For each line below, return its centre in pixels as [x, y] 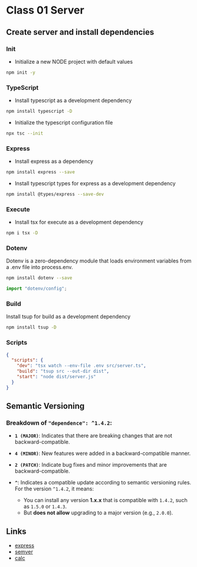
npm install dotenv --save [39, 278]
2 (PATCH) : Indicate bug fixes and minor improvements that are [91, 465]
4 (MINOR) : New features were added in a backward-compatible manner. [103, 453]
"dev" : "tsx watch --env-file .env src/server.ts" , [81, 366]
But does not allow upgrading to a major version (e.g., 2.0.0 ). [98, 513]
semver [24, 552]
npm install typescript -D [39, 112]
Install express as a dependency [54, 161]
